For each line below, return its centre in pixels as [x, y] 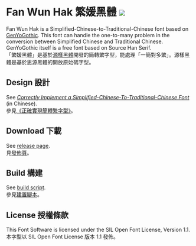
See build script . [26, 187]
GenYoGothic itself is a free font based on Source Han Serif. [79, 47]
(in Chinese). [22, 103]
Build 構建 [24, 173]
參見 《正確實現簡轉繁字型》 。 [41, 111]
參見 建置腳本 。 [24, 195]
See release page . [28, 145]
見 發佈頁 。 [19, 153]
